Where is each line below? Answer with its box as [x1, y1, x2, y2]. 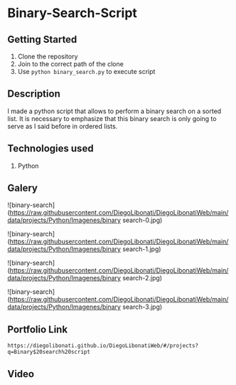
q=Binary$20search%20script [7, 349, 91, 356]
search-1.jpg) [122, 245, 161, 253]
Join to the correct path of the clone [17, 60, 124, 68]
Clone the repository [17, 52, 78, 60]
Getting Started [7, 33, 77, 46]
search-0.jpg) [122, 216, 163, 225]
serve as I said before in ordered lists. [7, 122, 118, 130]
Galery [7, 182, 38, 194]
